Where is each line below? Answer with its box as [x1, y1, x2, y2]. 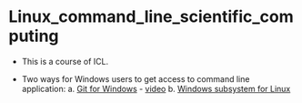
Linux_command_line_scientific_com [8, 6, 295, 27]
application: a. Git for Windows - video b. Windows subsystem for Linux [21, 83, 291, 94]
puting [8, 26, 60, 46]
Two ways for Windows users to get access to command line [21, 73, 250, 84]
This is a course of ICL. [21, 56, 109, 67]
